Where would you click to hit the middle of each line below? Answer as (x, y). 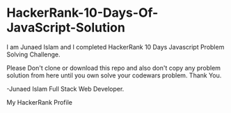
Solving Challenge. (33, 54)
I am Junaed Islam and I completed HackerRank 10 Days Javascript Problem (115, 47)
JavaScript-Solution (66, 28)
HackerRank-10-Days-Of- (82, 13)
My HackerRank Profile (39, 102)
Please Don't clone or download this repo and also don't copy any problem (113, 68)
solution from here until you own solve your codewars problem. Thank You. (114, 75)
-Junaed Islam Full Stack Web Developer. (65, 89)
